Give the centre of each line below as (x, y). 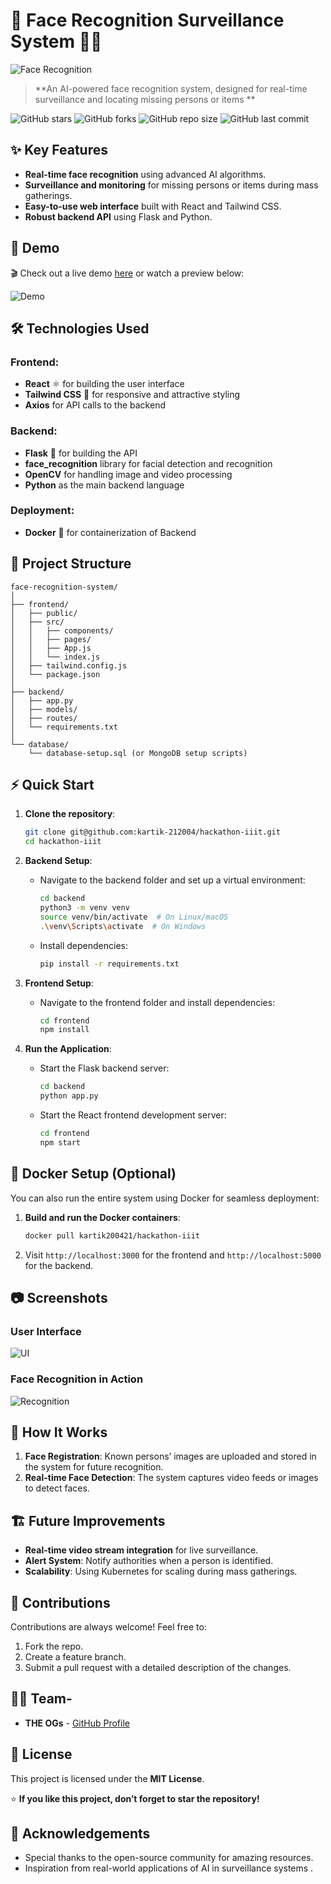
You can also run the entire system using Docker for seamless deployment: (165, 1198)
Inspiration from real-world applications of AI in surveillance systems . (169, 1868)
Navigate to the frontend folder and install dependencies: (157, 1002)
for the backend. (59, 1265)
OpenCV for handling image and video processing (128, 474)
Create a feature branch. (75, 1656)
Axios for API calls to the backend (95, 405)
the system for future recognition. (94, 1467)
